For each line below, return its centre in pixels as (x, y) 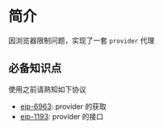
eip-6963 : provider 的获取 (63, 106)
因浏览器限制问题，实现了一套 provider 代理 (81, 40)
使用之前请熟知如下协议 (47, 89)
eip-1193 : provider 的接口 (61, 116)
